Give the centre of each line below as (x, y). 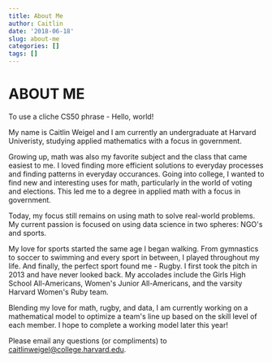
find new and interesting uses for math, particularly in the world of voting (130, 182)
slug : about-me (34, 39)
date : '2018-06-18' (41, 31)
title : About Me (36, 16)
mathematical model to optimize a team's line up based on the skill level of (133, 316)
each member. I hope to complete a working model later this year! (119, 325)
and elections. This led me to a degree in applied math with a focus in (125, 191)
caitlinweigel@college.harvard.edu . (67, 349)
